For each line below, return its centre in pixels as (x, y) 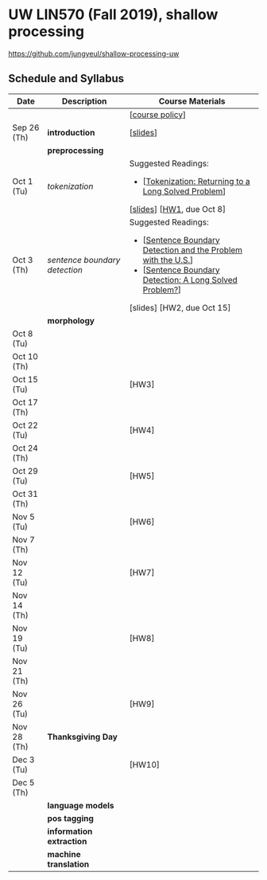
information (70, 831)
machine (64, 854)
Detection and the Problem (193, 250)
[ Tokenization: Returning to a (196, 181)
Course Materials (192, 101)
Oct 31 (25, 494)
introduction (71, 132)
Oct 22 (25, 425)
